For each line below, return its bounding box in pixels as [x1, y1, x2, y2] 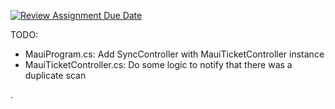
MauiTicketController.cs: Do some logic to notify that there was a [24, 59, 293, 70]
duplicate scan [24, 70, 87, 81]
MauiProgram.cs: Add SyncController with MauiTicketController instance [24, 48, 325, 60]
